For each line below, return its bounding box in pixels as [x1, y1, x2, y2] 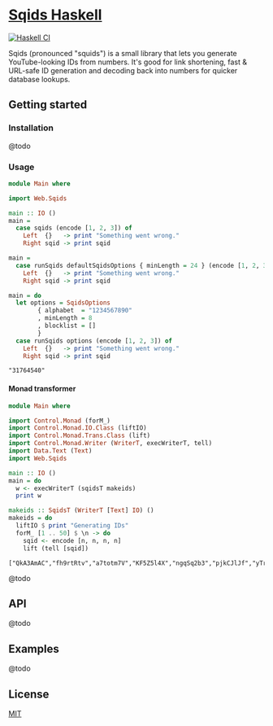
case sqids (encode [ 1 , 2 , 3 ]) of [15, 224, 132, 233]
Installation [8, 122, 54, 133]
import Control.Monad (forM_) [8, 417, 111, 425]
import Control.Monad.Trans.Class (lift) [8, 431, 151, 440]
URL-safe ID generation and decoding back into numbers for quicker [8, 65, 238, 75]
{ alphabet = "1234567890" [37, 307, 132, 315]
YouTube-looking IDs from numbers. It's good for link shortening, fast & [8, 57, 248, 67]
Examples [8, 641, 59, 656]
